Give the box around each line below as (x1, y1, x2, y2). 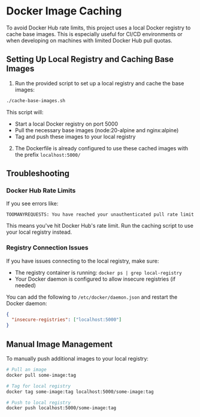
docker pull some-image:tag (6, 372, 77, 378)
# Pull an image (6, 367, 47, 373)
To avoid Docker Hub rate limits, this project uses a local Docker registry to (6, 24, 191, 31)
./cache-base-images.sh (6, 97, 66, 103)
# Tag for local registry (6, 383, 71, 389)
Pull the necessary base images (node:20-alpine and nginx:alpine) (14, 126, 179, 133)
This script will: (6, 108, 44, 115)
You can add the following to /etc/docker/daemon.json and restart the (6, 293, 178, 300)
